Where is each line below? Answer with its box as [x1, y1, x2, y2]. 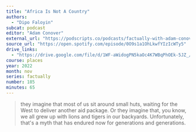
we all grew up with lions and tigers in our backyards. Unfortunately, [20, 113, 184, 120]
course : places [6, 57, 43, 63]
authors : [6, 14, 27, 20]
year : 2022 [6, 62, 33, 69]
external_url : [6, 36, 41, 41]
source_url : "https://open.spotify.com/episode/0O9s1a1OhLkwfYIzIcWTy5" [6, 41, 187, 47]
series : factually [6, 74, 51, 79]
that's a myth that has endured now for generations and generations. [20, 119, 186, 126]
